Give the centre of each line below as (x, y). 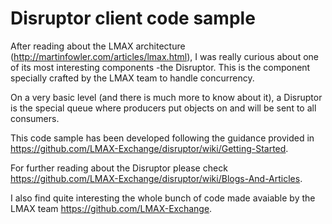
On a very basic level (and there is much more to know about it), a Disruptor (166, 97)
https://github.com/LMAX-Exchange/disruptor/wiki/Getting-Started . (149, 148)
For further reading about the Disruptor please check (119, 168)
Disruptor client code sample (133, 18)
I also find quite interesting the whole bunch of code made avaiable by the (163, 198)
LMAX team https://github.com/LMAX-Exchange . (111, 208)
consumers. (35, 118)
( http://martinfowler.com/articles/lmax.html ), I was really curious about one (164, 56)
